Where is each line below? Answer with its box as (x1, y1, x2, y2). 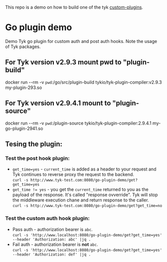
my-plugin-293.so (5, 84, 42, 90)
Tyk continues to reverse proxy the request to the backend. (12, 171, 135, 177)
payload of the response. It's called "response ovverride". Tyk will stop (12, 192, 158, 198)
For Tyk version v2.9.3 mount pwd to (5, 58, 122, 66)
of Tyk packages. (5, 43, 41, 49)
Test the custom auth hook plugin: (5, 215, 90, 222)
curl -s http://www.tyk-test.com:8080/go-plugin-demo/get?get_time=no (12, 203, 163, 208)
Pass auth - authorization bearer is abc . (12, 226, 93, 232)
